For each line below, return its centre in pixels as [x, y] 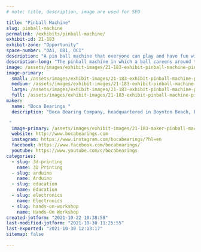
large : [20, 90]
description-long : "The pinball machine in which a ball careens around [99, 61]
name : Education [37, 190]
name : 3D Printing [40, 167]
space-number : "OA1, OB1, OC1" [45, 51]
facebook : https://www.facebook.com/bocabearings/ [76, 145]
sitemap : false [25, 235]
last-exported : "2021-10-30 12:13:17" [54, 229]
